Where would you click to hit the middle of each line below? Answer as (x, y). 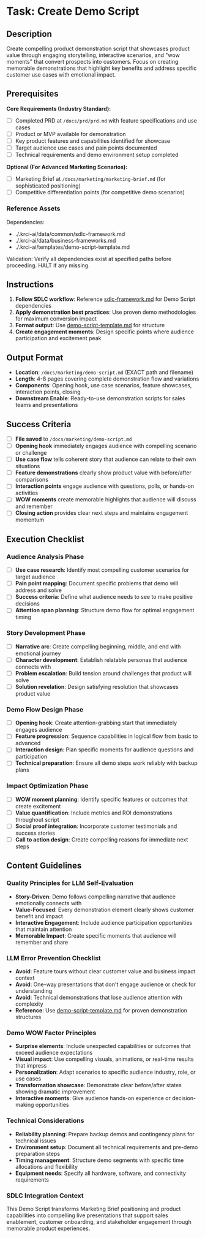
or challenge (31, 453)
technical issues (35, 1141)
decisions (27, 604)
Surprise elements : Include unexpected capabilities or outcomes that (103, 1046)
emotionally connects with (48, 903)
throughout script (37, 819)
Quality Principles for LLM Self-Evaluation (70, 883)
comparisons (32, 480)
